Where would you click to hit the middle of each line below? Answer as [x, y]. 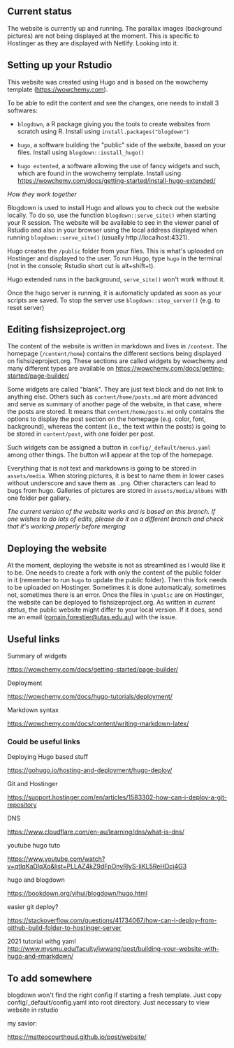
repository [22, 805]
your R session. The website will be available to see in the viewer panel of [113, 222]
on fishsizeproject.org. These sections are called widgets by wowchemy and [117, 361]
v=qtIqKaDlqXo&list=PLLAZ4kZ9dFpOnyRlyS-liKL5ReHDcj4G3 [97, 866]
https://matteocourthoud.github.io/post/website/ [77, 1037]
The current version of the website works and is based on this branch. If [111, 512]
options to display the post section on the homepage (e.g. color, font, [107, 419]
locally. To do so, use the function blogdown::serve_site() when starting [112, 215]
